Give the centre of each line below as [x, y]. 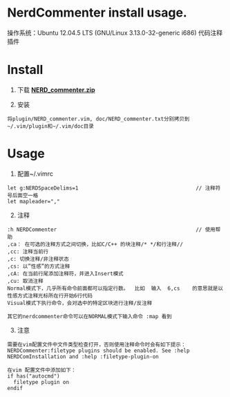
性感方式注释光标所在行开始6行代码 [50, 295]
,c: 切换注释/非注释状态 [38, 259]
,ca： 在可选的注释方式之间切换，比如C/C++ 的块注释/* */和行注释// [95, 244]
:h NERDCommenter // [105, 230]
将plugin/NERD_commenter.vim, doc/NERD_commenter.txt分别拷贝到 [98, 119]
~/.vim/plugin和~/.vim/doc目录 [51, 126]
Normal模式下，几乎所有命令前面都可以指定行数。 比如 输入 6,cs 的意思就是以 [115, 288]
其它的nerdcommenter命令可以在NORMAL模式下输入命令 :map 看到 [90, 316]
